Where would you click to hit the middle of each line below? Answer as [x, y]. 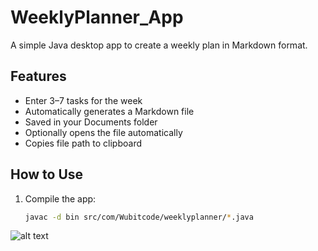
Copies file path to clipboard [83, 143]
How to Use [47, 174]
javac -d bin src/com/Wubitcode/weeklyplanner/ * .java [139, 217]
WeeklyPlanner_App [97, 17]
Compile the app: [60, 198]
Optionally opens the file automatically [103, 132]
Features [38, 76]
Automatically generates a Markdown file [109, 111]
